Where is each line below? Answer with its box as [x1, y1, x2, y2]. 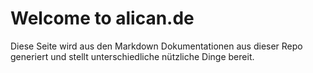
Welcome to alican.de [10, 7, 195, 30]
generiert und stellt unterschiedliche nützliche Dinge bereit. [10, 50, 255, 62]
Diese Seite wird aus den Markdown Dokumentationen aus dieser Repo [10, 40, 303, 52]
